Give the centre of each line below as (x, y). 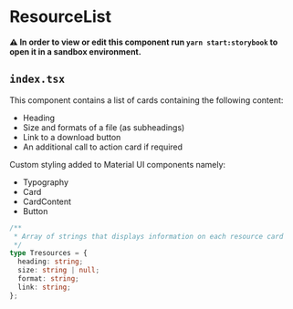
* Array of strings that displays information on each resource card (148, 236)
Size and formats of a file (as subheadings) (104, 127)
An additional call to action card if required (103, 147)
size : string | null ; (59, 271)
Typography (46, 182)
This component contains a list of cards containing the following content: (146, 100)
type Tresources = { (49, 253)
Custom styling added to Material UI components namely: (118, 164)
